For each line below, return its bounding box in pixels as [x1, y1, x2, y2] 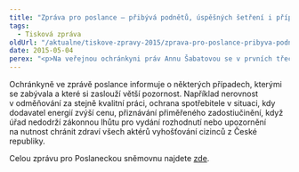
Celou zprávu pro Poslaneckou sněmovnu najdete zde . [9, 153, 210, 163]
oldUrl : [9, 37, 38, 47]
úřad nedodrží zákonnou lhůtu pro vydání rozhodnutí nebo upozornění [9, 117, 267, 127]
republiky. [9, 135, 46, 146]
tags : [9, 21, 29, 30]
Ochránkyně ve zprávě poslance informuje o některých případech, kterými [9, 79, 282, 89]
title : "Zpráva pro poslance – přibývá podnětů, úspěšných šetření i [9, 12, 273, 22]
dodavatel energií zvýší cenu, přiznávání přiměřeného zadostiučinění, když [9, 108, 284, 118]
